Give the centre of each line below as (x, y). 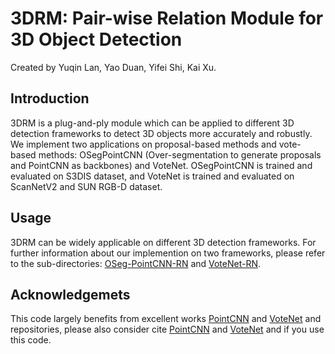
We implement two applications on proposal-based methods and (143, 144)
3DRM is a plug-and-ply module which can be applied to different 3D (152, 123)
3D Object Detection (96, 39)
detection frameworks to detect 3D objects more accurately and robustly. (161, 133)
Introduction (50, 98)
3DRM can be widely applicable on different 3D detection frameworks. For (163, 242)
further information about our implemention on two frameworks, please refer (168, 253)
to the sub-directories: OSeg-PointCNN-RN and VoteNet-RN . (136, 263)
